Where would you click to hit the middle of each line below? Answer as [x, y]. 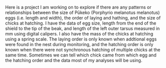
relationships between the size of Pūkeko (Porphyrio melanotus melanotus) [82, 12]
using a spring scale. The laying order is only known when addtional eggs [81, 39]
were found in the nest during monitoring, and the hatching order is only [79, 44]
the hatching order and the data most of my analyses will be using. [74, 60]
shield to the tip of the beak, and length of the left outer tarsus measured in [82, 28]
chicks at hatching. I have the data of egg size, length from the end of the [81, 23]
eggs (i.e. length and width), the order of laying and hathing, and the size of [83, 18]
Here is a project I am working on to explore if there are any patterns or [78, 7]
